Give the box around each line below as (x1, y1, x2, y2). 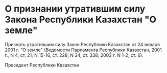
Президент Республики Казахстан (5, 62, 80, 68)
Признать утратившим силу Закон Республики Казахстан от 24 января (5, 41, 160, 47)
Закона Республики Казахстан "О (5, 14, 157, 25)
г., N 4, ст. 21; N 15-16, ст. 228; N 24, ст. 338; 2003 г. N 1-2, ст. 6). (5, 52, 144, 58)
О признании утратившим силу (5, 3, 146, 15)
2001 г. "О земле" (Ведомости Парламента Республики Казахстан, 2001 (5, 47, 162, 53)
